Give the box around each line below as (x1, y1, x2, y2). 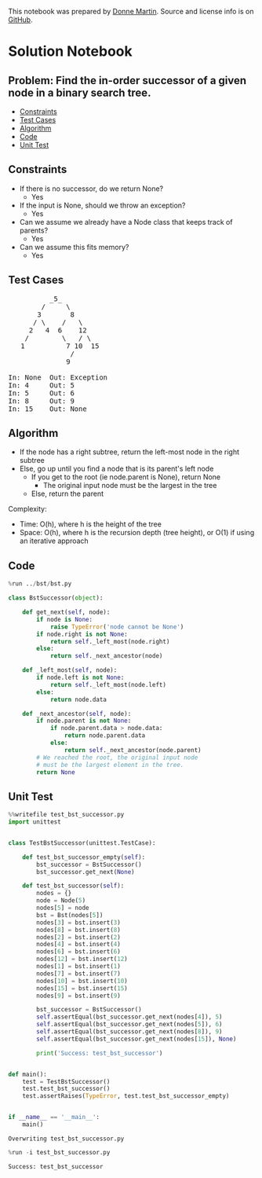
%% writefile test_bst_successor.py (8, 811, 125, 819)
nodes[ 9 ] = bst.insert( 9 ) (36, 992, 122, 1000)
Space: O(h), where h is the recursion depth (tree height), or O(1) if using (19, 528, 255, 538)
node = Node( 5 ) (36, 897, 86, 905)
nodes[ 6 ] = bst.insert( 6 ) (36, 948, 122, 956)
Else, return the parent (31, 489, 104, 498)
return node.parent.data (64, 732, 146, 739)
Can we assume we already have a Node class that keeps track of (19, 217, 233, 226)
